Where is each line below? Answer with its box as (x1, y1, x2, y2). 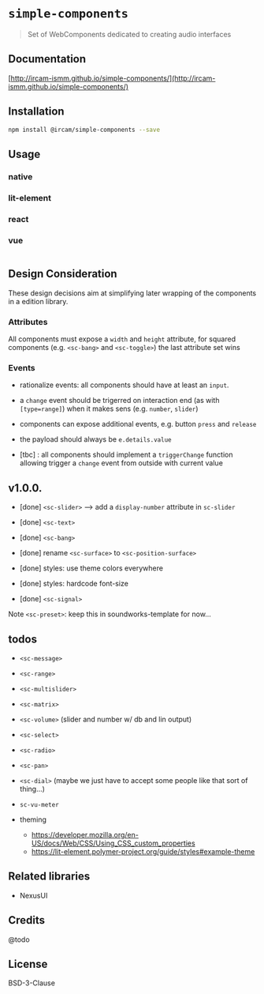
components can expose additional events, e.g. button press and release (19, 420, 257, 429)
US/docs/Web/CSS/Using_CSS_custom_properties (31, 838, 195, 848)
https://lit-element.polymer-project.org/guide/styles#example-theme (31, 846, 255, 856)
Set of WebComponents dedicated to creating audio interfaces (27, 29, 232, 39)
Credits (8, 913, 46, 927)
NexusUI (19, 890, 48, 900)
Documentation (8, 52, 87, 66)
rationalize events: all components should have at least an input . (19, 380, 229, 390)
